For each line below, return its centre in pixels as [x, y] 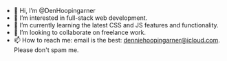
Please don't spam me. [46, 50]
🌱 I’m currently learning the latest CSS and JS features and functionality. [116, 25]
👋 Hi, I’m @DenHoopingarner [55, 11]
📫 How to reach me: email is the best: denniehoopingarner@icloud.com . [117, 40]
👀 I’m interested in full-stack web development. [80, 18]
